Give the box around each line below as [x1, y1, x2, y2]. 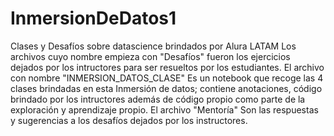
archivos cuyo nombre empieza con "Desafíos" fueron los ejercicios [10, 50, 291, 62]
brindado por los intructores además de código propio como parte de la [10, 93, 306, 105]
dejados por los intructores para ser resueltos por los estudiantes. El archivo [10, 61, 325, 73]
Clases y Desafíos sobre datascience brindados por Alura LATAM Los [10, 40, 297, 52]
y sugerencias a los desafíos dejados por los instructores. [10, 114, 248, 126]
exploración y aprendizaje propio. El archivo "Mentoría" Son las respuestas [10, 103, 319, 116]
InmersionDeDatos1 [10, 7, 177, 30]
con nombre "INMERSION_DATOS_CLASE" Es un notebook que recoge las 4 [10, 72, 324, 84]
